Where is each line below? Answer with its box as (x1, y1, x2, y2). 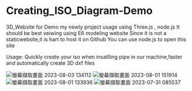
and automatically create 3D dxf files (6, 60, 95, 66)
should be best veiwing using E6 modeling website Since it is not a (6, 29, 167, 36)
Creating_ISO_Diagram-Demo (6, 4, 153, 17)
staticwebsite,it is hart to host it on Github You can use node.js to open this (6, 36, 187, 43)
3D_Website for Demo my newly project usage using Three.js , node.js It (6, 23, 180, 30)
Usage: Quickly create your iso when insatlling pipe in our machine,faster (6, 53, 183, 60)
